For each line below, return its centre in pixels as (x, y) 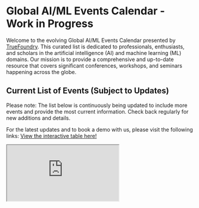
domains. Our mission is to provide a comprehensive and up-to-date (90, 59)
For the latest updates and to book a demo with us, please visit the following (99, 129)
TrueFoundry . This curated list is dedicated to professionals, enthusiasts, (95, 47)
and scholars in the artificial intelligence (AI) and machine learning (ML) (94, 53)
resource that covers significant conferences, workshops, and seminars (94, 65)
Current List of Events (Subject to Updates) (88, 91)
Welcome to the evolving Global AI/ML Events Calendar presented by (91, 40)
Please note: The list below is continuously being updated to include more (97, 105)
